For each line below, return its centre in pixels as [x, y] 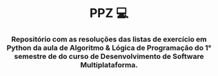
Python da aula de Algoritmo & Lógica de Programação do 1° [109, 48]
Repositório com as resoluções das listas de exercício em [109, 40]
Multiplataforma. [109, 65]
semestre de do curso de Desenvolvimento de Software [109, 57]
